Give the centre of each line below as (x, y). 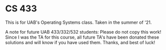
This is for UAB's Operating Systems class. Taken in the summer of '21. (78, 22)
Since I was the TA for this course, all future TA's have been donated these (82, 37)
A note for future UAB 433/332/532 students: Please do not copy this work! (83, 32)
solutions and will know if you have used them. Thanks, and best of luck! (80, 42)
